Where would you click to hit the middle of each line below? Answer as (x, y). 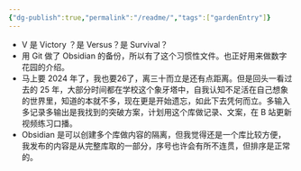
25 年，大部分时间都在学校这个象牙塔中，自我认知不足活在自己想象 (164, 89)
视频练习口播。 (49, 123)
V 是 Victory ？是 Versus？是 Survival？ (95, 44)
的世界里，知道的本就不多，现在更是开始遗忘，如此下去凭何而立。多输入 (155, 101)
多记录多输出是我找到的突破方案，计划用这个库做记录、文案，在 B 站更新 (156, 112)
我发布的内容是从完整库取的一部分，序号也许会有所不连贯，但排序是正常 (155, 146)
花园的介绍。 (45, 67)
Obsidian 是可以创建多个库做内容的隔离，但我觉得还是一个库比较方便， (153, 134)
